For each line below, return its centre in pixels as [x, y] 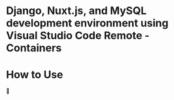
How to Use [35, 75]
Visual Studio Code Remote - [78, 36]
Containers [34, 48]
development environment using [87, 23]
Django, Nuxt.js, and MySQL [76, 11]
